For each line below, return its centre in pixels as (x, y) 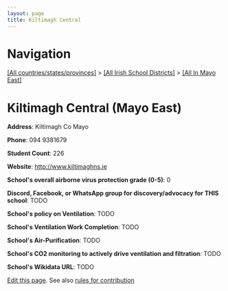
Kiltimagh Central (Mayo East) (94, 108)
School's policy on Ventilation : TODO (61, 214)
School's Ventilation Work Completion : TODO (73, 227)
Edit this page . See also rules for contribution (71, 280)
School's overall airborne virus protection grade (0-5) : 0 (89, 180)
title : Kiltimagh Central (44, 20)
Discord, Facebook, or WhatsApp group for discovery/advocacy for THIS (113, 194)
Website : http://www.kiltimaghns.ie (57, 167)
